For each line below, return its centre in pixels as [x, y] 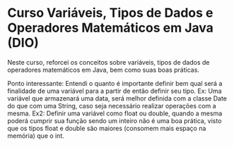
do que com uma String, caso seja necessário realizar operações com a [112, 106]
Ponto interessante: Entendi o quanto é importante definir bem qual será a [115, 83]
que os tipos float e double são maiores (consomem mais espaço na [107, 128]
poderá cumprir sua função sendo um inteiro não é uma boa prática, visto [115, 120]
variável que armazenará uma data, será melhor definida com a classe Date [117, 98]
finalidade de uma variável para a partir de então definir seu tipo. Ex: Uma [115, 91]
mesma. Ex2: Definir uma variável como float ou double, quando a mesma [115, 113]
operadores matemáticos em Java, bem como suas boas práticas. [104, 70]
